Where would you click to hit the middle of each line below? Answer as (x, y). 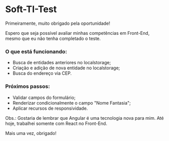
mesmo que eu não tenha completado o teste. (53, 38)
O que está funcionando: (36, 52)
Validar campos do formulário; (44, 98)
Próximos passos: (28, 86)
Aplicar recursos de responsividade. (50, 108)
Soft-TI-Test (31, 9)
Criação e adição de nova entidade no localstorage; (66, 68)
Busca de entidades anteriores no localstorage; (62, 63)
